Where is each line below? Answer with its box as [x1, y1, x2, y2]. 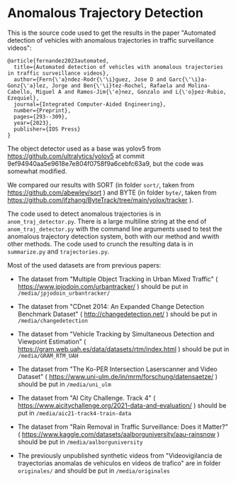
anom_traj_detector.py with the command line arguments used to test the [7, 224, 223, 233]
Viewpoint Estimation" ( [17, 337, 86, 346]
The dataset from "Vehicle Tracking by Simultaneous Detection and [17, 329, 215, 338]
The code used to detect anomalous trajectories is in [7, 209, 162, 218]
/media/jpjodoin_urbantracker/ [17, 290, 111, 297]
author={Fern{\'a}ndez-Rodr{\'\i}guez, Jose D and [13, 76, 167, 83]
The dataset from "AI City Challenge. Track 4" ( [17, 393, 156, 402]
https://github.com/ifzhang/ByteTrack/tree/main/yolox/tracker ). [7, 195, 193, 204]
